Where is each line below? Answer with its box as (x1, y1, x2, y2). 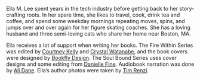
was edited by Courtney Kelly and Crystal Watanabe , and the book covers (6, 48, 188, 55)
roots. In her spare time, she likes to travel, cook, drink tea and (26, 11, 180, 18)
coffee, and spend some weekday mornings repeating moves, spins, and (6, 18, 185, 24)
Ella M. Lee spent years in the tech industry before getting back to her (6, 5, 179, 12)
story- (179, 5, 195, 12)
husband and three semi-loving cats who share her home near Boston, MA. (6, 30, 191, 37)
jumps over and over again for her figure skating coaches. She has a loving (6, 24, 191, 31)
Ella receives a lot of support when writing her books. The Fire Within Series (6, 41, 193, 49)
